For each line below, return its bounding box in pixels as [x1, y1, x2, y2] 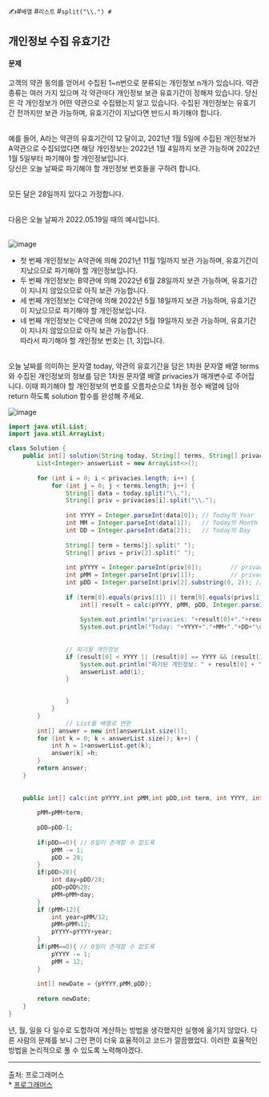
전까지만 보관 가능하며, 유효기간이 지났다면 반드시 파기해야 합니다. [16, 107, 222, 118]
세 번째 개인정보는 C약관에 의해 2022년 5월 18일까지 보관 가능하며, [19, 295, 229, 305]
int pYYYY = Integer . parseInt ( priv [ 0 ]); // [65, 564, 239, 572]
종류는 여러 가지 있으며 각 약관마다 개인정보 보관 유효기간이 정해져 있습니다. [8, 87, 243, 98]
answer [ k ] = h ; [50, 749, 98, 757]
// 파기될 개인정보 [65, 645, 118, 653]
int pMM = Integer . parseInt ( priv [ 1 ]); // [65, 571, 239, 579]
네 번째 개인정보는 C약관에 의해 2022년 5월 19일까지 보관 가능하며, [19, 315, 229, 325]
